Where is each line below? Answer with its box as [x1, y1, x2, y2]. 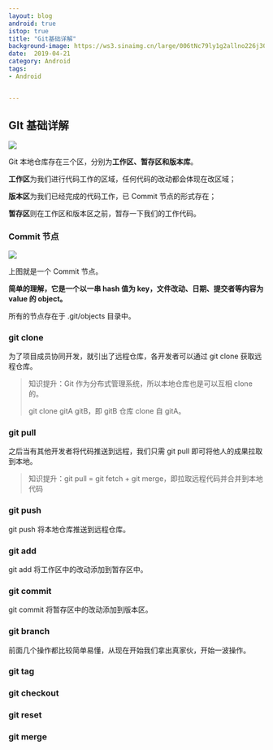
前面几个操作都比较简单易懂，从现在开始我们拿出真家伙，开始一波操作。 [8, 645, 250, 655]
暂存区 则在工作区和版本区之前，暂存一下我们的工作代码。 [8, 209, 201, 219]
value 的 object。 [8, 293, 67, 303]
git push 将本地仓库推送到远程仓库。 [8, 524, 130, 534]
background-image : [8, 42, 71, 50]
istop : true [8, 27, 49, 35]
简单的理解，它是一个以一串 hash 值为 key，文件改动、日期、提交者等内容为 [8, 284, 264, 293]
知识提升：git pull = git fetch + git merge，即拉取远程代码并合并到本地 [28, 474, 264, 483]
